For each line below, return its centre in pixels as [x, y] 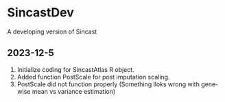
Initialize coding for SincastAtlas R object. [76, 69]
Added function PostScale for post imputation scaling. [93, 77]
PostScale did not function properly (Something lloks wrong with [108, 84]
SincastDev [40, 13]
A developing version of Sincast [52, 31]
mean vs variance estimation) [74, 91]
